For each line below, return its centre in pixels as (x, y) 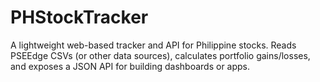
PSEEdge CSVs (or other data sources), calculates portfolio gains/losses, (160, 55)
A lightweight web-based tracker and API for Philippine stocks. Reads (153, 45)
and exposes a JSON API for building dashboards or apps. (130, 66)
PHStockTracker (79, 17)
